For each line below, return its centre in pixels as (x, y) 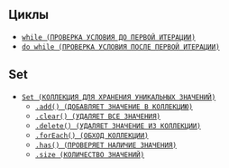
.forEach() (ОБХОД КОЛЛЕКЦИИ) (92, 135)
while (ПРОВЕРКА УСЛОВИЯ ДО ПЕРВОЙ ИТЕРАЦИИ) (108, 37)
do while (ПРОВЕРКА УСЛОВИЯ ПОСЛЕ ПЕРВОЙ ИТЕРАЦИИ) (120, 47)
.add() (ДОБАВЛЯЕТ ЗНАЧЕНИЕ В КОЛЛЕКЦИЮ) (114, 107)
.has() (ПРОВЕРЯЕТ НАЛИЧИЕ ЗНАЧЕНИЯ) (106, 145)
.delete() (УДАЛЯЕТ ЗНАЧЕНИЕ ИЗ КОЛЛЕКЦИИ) (118, 126)
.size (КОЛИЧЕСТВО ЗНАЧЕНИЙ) (90, 154)
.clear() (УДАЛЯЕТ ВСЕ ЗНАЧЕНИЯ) (98, 117)
